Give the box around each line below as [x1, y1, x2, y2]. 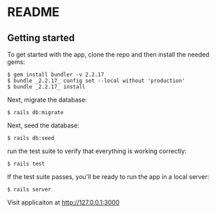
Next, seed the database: [7, 121, 80, 129]
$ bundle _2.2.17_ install [7, 84, 86, 90]
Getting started [7, 32, 75, 44]
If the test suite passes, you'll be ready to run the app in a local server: [7, 173, 210, 181]
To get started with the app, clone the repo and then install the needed [7, 50, 210, 58]
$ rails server [7, 186, 52, 193]
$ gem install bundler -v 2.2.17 [7, 71, 105, 78]
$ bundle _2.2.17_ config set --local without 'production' [7, 77, 186, 84]
